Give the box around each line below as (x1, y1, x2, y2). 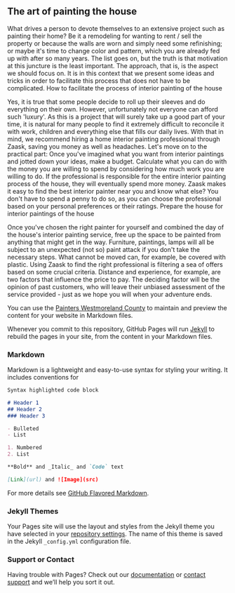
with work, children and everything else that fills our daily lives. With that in (7, 127, 224, 135)
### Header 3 (7, 412, 46, 420)
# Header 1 (7, 399, 39, 406)
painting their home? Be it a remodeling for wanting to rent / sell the (7, 32, 202, 40)
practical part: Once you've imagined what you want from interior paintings (7, 149, 224, 158)
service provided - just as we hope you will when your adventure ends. (7, 290, 213, 298)
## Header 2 (7, 406, 42, 413)
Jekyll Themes (7, 506, 59, 516)
